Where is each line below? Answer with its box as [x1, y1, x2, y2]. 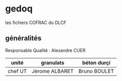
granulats [41, 59, 65, 66]
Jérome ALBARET [32, 67, 74, 74]
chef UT [8, 67, 27, 74]
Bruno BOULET [78, 67, 114, 74]
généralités [5, 34, 42, 42]
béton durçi [82, 59, 110, 66]
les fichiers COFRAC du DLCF [5, 19, 67, 25]
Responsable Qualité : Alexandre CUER [5, 47, 86, 53]
